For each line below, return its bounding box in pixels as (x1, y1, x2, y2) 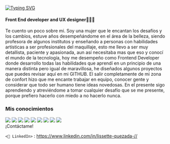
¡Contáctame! (5, 123, 34, 129)
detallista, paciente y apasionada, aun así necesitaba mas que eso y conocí (5, 49, 164, 55)
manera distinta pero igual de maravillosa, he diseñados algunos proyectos (5, 66, 162, 72)
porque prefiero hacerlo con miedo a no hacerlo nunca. (5, 93, 122, 99)
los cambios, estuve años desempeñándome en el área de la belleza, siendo (5, 33, 165, 39)
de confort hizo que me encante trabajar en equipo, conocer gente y (5, 76, 149, 82)
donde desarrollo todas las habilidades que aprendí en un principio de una (5, 60, 161, 66)
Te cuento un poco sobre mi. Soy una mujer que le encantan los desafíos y (5, 28, 162, 34)
